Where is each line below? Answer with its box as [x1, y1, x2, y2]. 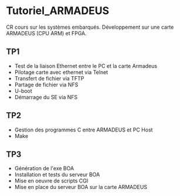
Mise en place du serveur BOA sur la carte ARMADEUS [14, 184, 148, 191]
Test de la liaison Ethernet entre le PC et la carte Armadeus [14, 62, 157, 69]
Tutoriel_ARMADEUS [6, 4, 110, 18]
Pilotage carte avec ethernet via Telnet [14, 69, 108, 76]
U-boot [14, 87, 32, 94]
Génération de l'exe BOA [14, 165, 74, 172]
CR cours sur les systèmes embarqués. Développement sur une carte [6, 23, 174, 31]
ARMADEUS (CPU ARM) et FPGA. [6, 29, 87, 36]
